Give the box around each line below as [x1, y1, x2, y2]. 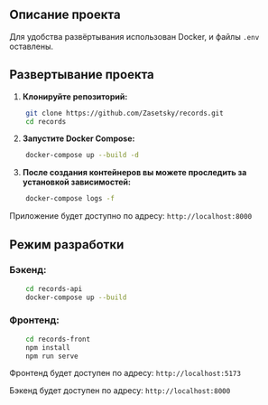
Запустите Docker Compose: [22, 133, 135, 144]
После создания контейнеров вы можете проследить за [22, 167, 247, 178]
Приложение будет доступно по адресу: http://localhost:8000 [9, 211, 253, 221]
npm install [25, 343, 70, 352]
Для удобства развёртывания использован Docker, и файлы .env [9, 31, 260, 42]
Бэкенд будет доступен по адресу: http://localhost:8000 [9, 385, 231, 396]
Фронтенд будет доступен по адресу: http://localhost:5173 [9, 368, 242, 379]
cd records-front [25, 334, 91, 344]
